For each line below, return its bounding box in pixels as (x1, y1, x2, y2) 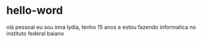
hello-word (6, 4, 63, 17)
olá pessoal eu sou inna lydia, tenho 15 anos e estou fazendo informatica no (6, 23, 197, 31)
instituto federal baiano (6, 29, 64, 37)
